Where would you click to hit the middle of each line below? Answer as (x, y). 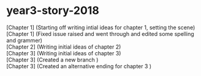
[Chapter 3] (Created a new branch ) (52, 60)
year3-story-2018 (53, 11)
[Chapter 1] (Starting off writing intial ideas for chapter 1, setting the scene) (101, 27)
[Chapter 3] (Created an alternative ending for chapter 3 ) (79, 66)
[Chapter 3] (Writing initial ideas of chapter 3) (64, 53)
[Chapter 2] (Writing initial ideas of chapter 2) (64, 47)
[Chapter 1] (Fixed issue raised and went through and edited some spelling (100, 33)
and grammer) (25, 40)
